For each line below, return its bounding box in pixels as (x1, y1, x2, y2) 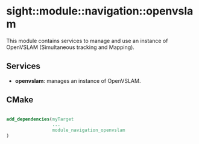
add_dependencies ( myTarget (6, 116, 74, 122)
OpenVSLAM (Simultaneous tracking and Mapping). (6, 44, 134, 51)
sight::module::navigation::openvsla (6, 4, 194, 18)
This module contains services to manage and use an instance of (6, 37, 168, 44)
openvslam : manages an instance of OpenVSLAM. (14, 77, 141, 84)
